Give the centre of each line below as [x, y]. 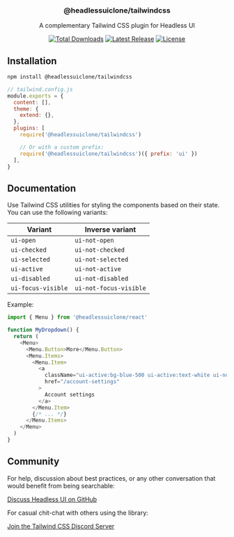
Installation [32, 61]
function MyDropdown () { [43, 330]
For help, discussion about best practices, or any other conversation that [111, 478]
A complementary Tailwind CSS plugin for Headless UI [117, 26]
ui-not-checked [100, 250]
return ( [26, 337]
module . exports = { [36, 96]
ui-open [23, 241]
